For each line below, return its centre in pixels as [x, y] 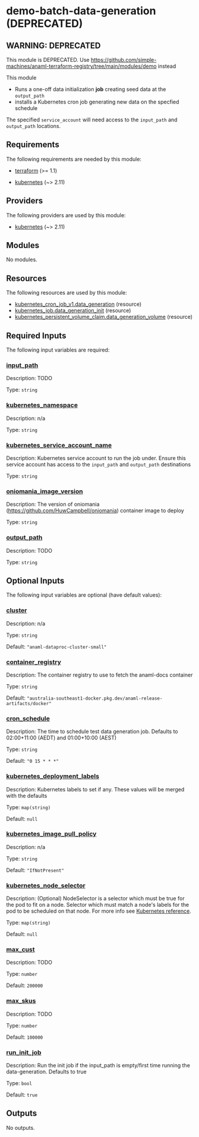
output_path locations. [34, 126]
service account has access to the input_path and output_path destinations [99, 464]
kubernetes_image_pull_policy [51, 834]
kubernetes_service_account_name [59, 445]
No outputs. [20, 1127]
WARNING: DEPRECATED [53, 46]
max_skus [21, 1001]
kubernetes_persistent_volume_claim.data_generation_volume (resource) [104, 317]
